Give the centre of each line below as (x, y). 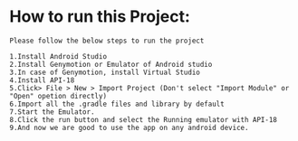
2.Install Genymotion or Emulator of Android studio (111, 64)
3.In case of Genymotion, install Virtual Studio (105, 72)
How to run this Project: (100, 17)
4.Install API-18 (42, 80)
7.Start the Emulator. (52, 112)
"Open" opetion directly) (58, 96)
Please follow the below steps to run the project (107, 41)
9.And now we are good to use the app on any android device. (129, 127)
